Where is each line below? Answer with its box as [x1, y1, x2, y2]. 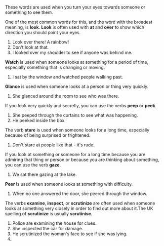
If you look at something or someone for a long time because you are [5, 152, 146, 157]
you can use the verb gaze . [5, 162, 61, 167]
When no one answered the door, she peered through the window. [12, 191, 147, 197]
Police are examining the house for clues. [12, 220, 97, 226]
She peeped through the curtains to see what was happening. [12, 112, 138, 118]
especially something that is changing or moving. [5, 64, 105, 70]
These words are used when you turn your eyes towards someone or [5, 4, 146, 10]
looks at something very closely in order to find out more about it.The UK [5, 205, 153, 211]
